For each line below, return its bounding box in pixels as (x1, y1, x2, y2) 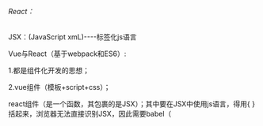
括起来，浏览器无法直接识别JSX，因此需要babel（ (8, 109, 172, 119)
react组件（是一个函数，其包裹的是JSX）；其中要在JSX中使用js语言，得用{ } (8, 99, 256, 109)
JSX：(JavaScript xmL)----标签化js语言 (8, 32, 137, 42)
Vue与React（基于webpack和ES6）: (8, 49, 127, 58)
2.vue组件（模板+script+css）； (8, 83, 111, 92)
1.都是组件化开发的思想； (8, 66, 90, 76)
